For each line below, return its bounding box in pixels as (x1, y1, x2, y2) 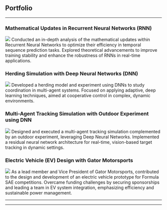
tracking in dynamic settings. (5, 144, 65, 150)
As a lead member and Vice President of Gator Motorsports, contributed (11, 169, 159, 175)
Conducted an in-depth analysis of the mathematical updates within (11, 37, 151, 43)
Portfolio (5, 4, 33, 12)
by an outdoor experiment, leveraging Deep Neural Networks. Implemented (5, 134, 160, 140)
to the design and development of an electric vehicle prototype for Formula (5, 174, 159, 180)
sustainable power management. (5, 190, 72, 196)
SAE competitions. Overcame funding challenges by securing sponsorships (5, 179, 160, 185)
